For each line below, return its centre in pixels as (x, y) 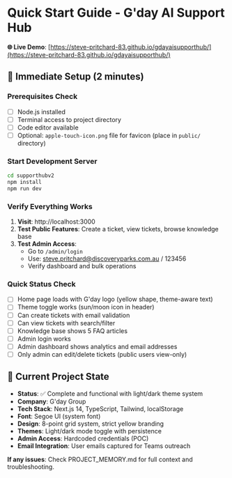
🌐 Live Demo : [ (29, 47)
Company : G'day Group (52, 401)
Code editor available (48, 128)
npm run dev (24, 188)
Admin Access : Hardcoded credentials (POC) (83, 438)
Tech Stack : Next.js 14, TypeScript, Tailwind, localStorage (100, 408)
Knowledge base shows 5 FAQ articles (72, 331)
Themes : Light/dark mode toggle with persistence (90, 431)
